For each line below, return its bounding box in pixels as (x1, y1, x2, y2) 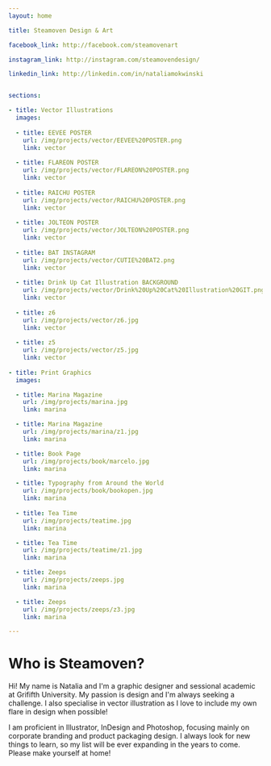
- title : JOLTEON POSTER (15, 219, 99, 227)
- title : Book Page (15, 449, 81, 458)
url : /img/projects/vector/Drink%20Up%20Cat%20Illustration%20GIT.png (23, 286, 265, 294)
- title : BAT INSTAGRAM (15, 248, 95, 256)
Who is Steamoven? (8, 655, 145, 673)
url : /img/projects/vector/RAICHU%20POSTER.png (23, 196, 186, 204)
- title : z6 (15, 308, 56, 317)
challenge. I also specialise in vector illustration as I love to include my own (8, 698, 257, 708)
